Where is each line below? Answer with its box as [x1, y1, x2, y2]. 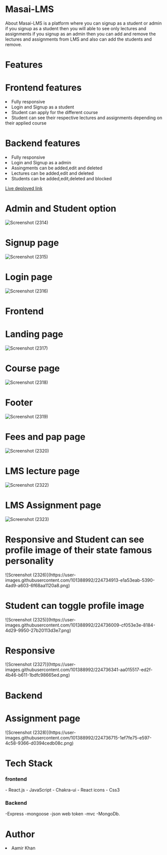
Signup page [5, 237, 59, 249]
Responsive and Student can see [5, 533, 144, 545]
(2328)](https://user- [32, 729, 76, 735]
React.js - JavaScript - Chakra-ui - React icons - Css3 [8, 787, 120, 793]
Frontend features [5, 82, 82, 93]
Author [5, 828, 35, 840]
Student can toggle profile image [5, 600, 144, 611]
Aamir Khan [11, 845, 36, 851]
